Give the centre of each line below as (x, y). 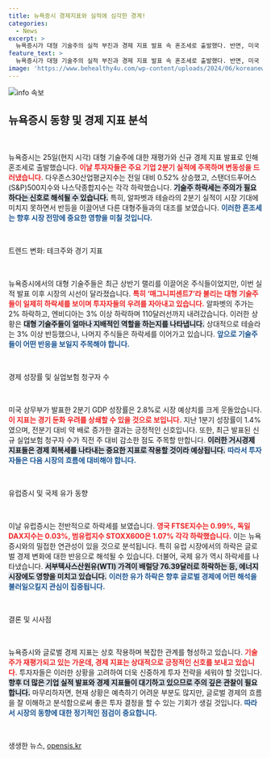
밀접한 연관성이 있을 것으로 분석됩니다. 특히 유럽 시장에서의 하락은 (140, 545)
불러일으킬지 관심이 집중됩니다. (57, 586)
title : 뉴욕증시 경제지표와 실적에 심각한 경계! (77, 16)
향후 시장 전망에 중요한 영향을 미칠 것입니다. (85, 217)
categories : (28, 23)
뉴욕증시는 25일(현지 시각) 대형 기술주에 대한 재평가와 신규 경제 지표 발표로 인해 (133, 157)
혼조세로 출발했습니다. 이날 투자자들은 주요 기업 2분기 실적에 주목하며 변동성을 (130, 167)
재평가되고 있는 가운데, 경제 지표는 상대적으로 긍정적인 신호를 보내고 (128, 662)
